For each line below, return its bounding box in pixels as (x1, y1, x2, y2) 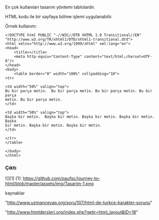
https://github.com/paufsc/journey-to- (23, 175, 101, 181)
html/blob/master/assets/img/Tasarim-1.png (5, 181, 94, 187)
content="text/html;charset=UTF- (84, 54, 153, 59)
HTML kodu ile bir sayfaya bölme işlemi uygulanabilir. (5, 14, 113, 19)
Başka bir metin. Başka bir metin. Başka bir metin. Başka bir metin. (5, 114, 155, 119)
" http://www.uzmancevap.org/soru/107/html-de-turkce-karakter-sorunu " (5, 200, 153, 206)
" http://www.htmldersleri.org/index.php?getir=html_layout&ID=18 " (5, 209, 138, 215)
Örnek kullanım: (5, 23, 37, 29)
